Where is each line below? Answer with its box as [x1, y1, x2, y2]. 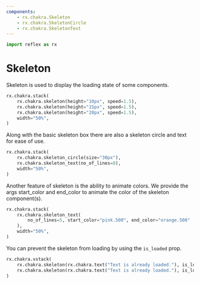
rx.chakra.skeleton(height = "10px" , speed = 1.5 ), [17, 98, 137, 104]
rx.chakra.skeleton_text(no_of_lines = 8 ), [17, 160, 121, 167]
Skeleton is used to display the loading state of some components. [6, 82, 170, 89]
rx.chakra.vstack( [6, 256, 52, 262]
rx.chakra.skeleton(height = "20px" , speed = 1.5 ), [17, 110, 137, 116]
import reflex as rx [6, 42, 58, 48]
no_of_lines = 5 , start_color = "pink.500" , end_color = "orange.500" [27, 217, 190, 223]
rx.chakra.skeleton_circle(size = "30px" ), [17, 155, 121, 161]
